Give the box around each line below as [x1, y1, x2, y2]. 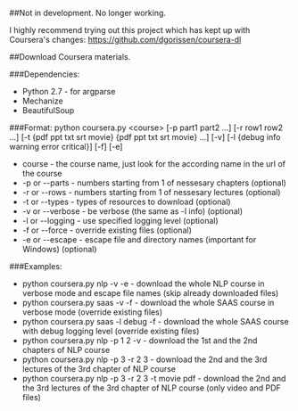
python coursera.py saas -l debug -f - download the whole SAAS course [21, 316, 289, 326]
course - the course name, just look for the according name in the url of [21, 159, 286, 169]
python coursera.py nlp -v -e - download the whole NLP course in [21, 278, 265, 289]
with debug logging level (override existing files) [21, 325, 200, 336]
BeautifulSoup [21, 105, 75, 115]
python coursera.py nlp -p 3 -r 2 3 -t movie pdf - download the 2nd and [21, 374, 286, 383]
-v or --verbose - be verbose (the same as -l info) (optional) [21, 206, 244, 217]
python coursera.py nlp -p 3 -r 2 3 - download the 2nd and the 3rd [21, 354, 268, 365]
